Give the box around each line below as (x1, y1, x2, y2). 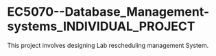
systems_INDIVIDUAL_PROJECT (7, 18, 195, 34)
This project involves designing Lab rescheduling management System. (7, 41, 209, 49)
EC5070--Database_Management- (7, 4, 210, 20)
